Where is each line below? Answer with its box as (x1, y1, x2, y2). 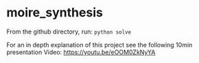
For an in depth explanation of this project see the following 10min (6, 40, 193, 49)
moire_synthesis (6, 5, 104, 21)
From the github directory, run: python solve (6, 27, 132, 36)
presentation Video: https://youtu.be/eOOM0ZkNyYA (6, 48, 156, 56)
